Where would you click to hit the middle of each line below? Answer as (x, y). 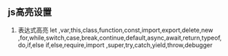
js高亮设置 (30, 12)
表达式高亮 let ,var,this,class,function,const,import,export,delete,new (115, 30)
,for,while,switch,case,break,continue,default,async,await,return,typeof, (120, 38)
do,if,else (31, 45)
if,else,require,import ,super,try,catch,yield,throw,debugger (129, 45)
